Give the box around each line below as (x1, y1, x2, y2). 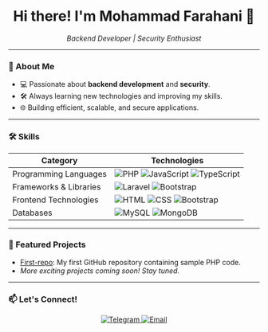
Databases (12, 207, 53, 218)
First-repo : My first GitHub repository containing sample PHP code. (19, 257, 241, 267)
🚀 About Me (8, 61, 55, 72)
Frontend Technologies (12, 194, 99, 205)
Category (41, 154, 78, 166)
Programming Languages (12, 168, 108, 179)
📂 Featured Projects (8, 239, 86, 250)
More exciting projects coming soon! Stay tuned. (19, 266, 180, 275)
